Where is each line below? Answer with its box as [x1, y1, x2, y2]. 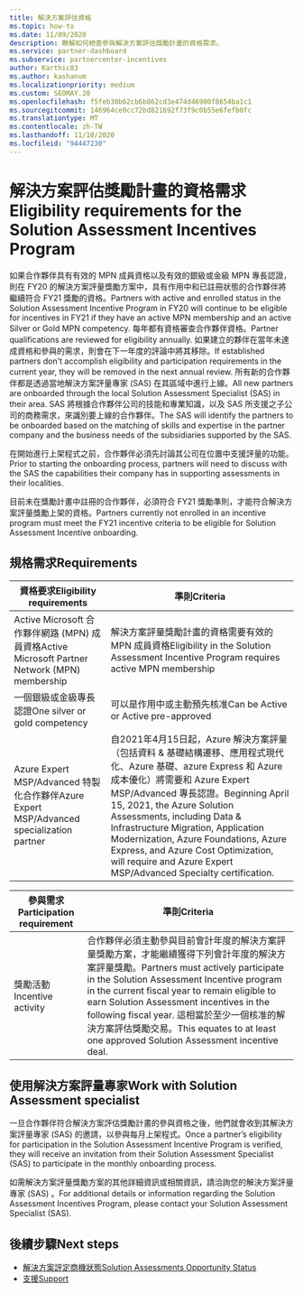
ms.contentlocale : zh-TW [9, 123, 103, 132]
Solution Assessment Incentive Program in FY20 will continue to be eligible [9, 302, 288, 313]
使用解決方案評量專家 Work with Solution [9, 1077, 237, 1093]
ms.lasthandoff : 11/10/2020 [9, 131, 115, 140]
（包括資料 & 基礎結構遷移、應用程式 [110, 746, 266, 759]
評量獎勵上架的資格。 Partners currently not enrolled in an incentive [16, 507, 266, 518]
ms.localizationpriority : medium [9, 80, 135, 89]
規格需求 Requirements [9, 556, 138, 571]
